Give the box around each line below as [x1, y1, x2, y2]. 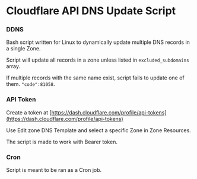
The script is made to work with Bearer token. [6, 138, 117, 145]
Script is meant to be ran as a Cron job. [6, 167, 102, 174]
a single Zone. [6, 45, 41, 52]
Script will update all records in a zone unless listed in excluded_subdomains [6, 56, 189, 63]
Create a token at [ [6, 108, 52, 116]
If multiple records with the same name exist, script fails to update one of [6, 74, 185, 81]
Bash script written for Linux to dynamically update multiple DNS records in [6, 39, 190, 46]
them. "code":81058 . [6, 81, 55, 88]
